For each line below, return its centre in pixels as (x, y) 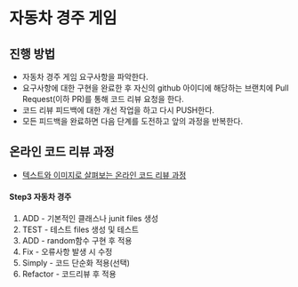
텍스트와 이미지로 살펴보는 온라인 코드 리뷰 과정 (104, 175)
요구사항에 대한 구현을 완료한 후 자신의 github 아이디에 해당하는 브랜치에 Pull (155, 88)
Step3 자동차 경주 (40, 197)
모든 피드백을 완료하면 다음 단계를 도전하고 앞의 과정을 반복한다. (132, 121)
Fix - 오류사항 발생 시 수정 (67, 252)
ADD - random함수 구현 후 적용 (77, 241)
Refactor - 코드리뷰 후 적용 (69, 274)
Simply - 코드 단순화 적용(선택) (76, 263)
